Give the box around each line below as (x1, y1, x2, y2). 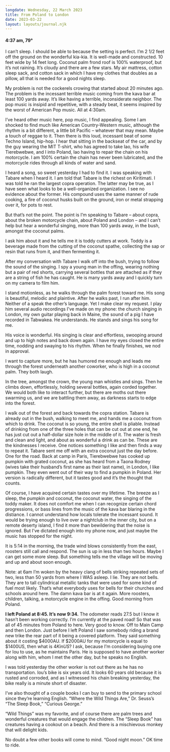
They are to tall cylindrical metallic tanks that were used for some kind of (5, 579, 157, 586)
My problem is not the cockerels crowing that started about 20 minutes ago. (5, 85, 164, 91)
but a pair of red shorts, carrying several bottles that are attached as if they (5, 269, 162, 276)
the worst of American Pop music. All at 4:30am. (5, 107, 106, 113)
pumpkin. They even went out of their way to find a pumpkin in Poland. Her (5, 469, 161, 475)
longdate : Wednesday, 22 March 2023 (5, 7, 82, 13)
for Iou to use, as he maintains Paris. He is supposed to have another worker (5, 649, 164, 655)
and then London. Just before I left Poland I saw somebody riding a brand (5, 627, 159, 633)
